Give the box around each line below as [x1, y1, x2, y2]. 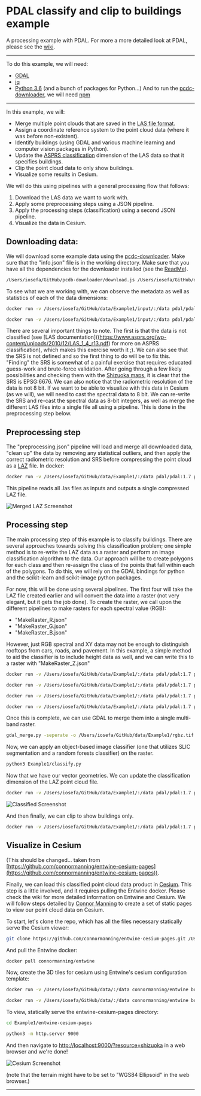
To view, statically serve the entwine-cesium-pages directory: [6, 1009, 159, 1016]
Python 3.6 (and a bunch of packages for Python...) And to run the [14, 84, 178, 92]
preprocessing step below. [6, 410, 72, 417]
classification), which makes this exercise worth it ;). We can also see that [6, 346, 188, 354]
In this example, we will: [6, 108, 65, 115]
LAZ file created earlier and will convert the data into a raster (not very [6, 591, 179, 599]
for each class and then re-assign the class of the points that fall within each [6, 561, 195, 568]
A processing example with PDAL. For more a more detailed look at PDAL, [6, 37, 187, 44]
